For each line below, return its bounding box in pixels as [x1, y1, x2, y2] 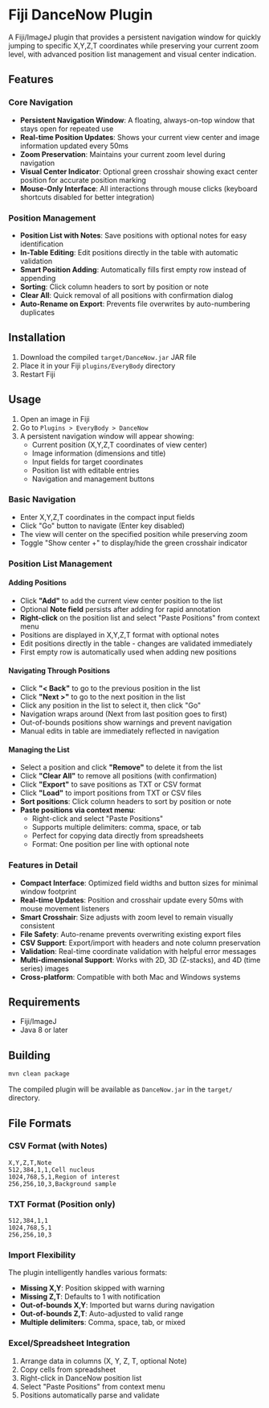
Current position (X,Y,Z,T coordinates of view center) [31, 440, 207, 449]
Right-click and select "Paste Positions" [31, 814, 164, 824]
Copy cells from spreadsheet [19, 1365, 116, 1374]
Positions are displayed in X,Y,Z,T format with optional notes [19, 630, 219, 639]
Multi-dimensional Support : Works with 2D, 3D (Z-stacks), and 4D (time [19, 955, 261, 964]
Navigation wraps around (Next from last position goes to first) [19, 709, 227, 719]
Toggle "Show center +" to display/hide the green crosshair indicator [19, 538, 248, 547]
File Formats [8, 1117, 72, 1130]
